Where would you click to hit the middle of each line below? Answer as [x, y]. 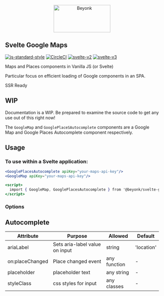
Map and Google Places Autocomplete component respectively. [69, 132]
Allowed [118, 236]
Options [15, 207]
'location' [146, 248]
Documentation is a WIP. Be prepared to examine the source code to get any [82, 112]
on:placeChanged [28, 261]
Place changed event [77, 261]
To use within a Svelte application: [47, 161]
